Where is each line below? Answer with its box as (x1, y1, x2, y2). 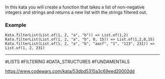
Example (5, 22, 27, 28)
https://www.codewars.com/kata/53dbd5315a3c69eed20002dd (5, 68, 135, 74)
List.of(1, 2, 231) (5, 46, 45, 51)
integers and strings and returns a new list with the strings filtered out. (5, 9, 147, 15)
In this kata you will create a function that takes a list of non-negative (5, 4, 145, 10)
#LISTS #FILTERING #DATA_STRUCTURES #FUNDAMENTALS (5, 59, 130, 65)
